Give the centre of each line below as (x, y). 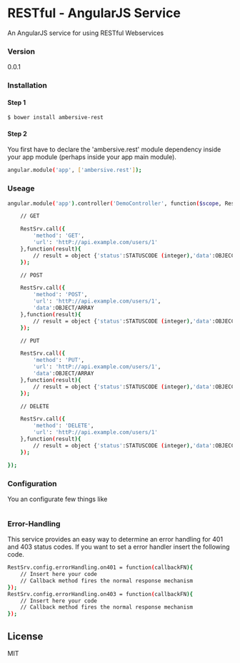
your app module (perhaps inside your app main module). (92, 157)
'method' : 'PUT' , (59, 360)
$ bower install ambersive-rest (55, 118)
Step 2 (17, 133)
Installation (27, 86)
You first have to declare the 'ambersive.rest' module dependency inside (114, 150)
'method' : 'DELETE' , (64, 426)
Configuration (32, 483)
